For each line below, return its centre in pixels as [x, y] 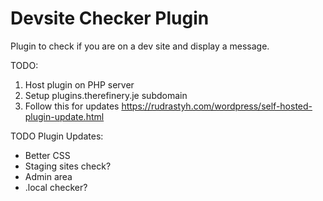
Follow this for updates [72, 106]
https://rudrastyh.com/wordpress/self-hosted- [217, 106]
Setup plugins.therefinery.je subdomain [106, 95]
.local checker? [56, 187]
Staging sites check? [68, 166]
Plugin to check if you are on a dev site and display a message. [140, 46]
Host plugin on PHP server [79, 84]
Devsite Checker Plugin [110, 18]
